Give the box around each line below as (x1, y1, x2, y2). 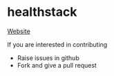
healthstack (7, 4, 77, 20)
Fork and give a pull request (17, 61, 97, 69)
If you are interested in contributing (7, 40, 108, 48)
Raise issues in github (17, 53, 79, 62)
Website (7, 27, 31, 35)
